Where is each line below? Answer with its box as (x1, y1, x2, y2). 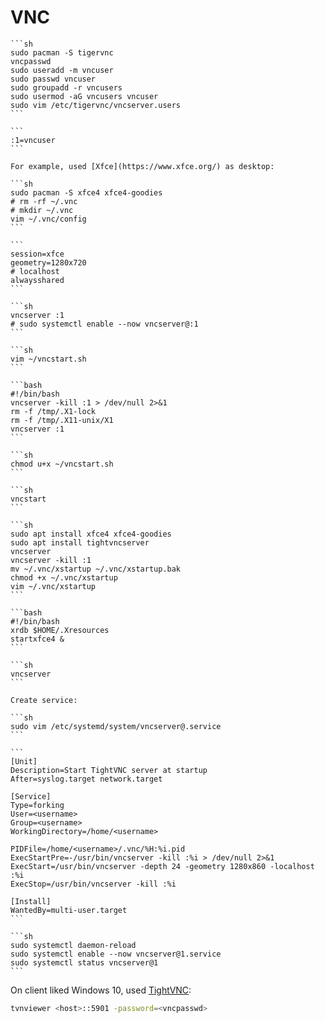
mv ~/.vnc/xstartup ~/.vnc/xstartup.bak (10, 564, 182, 574)
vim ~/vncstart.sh (10, 354, 87, 364)
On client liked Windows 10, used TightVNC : (10, 984, 192, 996)
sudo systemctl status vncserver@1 (10, 957, 159, 968)
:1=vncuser (10, 135, 56, 145)
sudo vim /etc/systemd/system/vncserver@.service (10, 721, 222, 731)
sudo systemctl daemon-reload (10, 940, 137, 950)
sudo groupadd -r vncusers (10, 82, 123, 93)
